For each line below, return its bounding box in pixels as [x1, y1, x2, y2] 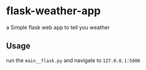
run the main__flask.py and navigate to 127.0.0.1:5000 [6, 56, 141, 63]
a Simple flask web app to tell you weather [6, 24, 110, 31]
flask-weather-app [6, 4, 101, 18]
